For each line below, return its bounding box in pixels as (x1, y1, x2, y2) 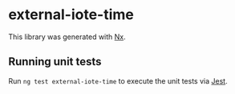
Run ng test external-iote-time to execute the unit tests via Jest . (8, 76, 228, 85)
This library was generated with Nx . (8, 32, 126, 41)
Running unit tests (8, 55, 102, 69)
